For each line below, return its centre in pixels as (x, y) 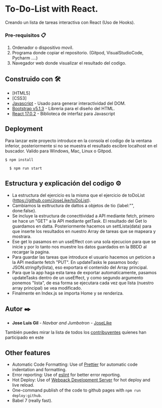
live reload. (23, 385)
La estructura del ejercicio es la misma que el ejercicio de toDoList (78, 195)
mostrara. (22, 236)
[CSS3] (19, 98)
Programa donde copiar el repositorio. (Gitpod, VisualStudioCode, (78, 53)
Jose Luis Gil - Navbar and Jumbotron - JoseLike (62, 323)
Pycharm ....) (25, 58)
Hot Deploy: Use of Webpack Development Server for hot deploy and (81, 380)
